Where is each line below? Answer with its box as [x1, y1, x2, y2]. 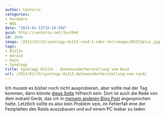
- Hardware [5, 16, 28, 21]
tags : [5, 44, 16, 49]
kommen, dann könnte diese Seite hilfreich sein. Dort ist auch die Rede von [5, 90, 158, 96]
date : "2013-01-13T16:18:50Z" [5, 26, 68, 31]
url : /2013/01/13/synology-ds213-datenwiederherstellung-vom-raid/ [5, 72, 147, 77]
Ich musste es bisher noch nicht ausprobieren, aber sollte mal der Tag [5, 85, 147, 91]
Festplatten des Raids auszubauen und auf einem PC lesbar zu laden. [5, 106, 147, 112]
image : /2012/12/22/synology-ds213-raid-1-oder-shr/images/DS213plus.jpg [5, 39, 161, 44]
